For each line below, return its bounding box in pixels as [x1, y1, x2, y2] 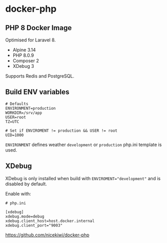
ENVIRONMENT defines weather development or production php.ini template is [5, 141, 162, 148]
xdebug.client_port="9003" [5, 223, 63, 228]
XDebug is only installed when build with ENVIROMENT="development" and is [5, 175, 161, 181]
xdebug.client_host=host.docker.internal [5, 218, 95, 224]
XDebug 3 [12, 63, 34, 69]
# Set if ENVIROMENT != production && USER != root [5, 128, 117, 133]
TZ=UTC [5, 119, 19, 124]
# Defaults [5, 101, 29, 106]
